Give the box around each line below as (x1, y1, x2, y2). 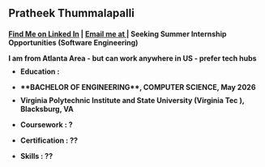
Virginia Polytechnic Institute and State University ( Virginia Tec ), (19, 95, 245, 105)
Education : (19, 66, 60, 76)
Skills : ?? (19, 151, 53, 161)
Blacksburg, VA (19, 104, 75, 113)
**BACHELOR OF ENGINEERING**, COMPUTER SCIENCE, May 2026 (19, 82, 256, 92)
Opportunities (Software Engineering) (8, 37, 139, 47)
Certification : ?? (19, 135, 79, 145)
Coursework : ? (19, 119, 73, 129)
